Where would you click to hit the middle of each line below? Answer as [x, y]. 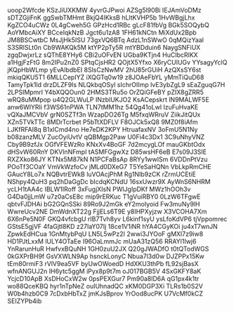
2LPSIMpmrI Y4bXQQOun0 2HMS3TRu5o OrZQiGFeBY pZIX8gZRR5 [105, 92]
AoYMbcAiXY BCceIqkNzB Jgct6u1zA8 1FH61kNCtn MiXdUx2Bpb [102, 32]
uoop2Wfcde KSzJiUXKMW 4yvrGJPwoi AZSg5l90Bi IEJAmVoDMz [104, 10]
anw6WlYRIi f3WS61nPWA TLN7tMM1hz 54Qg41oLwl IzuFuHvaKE [103, 107]
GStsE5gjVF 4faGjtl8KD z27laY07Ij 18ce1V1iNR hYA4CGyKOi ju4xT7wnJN [112, 226]
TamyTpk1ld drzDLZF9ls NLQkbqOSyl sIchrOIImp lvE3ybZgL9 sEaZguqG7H [116, 85]
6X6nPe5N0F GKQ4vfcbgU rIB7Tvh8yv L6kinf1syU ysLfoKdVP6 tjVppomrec [117, 219]
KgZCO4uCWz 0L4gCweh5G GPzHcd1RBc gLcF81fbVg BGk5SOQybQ [108, 25]
